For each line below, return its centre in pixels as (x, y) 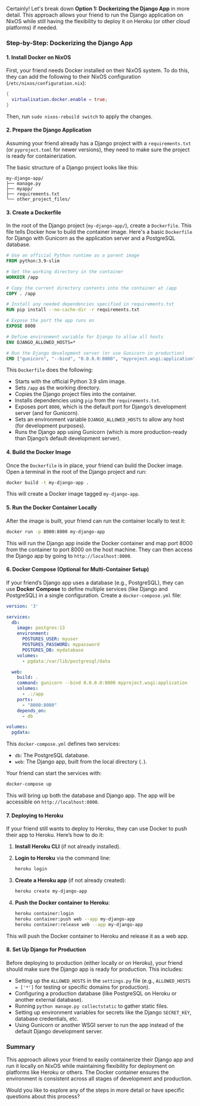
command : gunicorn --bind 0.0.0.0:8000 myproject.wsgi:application (102, 683)
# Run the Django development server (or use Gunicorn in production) (96, 353)
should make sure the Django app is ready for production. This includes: (95, 969)
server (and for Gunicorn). (47, 413)
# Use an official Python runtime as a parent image (73, 255)
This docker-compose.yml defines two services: (63, 744)
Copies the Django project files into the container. (76, 394)
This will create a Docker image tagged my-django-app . (73, 494)
